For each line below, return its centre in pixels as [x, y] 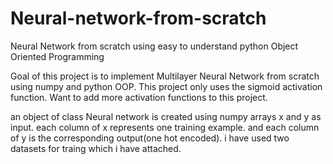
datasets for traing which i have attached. [96, 148]
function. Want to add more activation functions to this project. [139, 97]
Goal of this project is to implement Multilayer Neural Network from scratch [165, 76]
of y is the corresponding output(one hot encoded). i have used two [150, 138]
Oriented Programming [57, 56]
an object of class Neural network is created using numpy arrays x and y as [166, 116]
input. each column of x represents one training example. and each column [165, 127]
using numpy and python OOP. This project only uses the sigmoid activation [166, 86]
